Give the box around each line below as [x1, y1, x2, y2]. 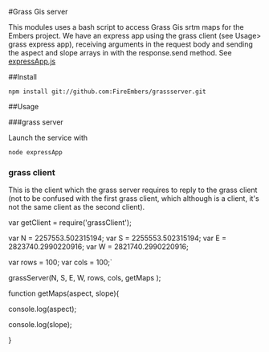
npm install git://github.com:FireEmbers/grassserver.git [8, 88, 206, 96]
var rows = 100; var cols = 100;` [8, 257, 112, 268]
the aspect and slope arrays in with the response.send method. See [8, 48, 232, 57]
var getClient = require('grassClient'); [8, 218, 132, 227]
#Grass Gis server [8, 7, 68, 16]
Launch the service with [8, 133, 88, 142]
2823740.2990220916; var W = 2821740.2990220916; [8, 242, 189, 252]
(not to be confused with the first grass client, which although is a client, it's [8, 194, 259, 203]
